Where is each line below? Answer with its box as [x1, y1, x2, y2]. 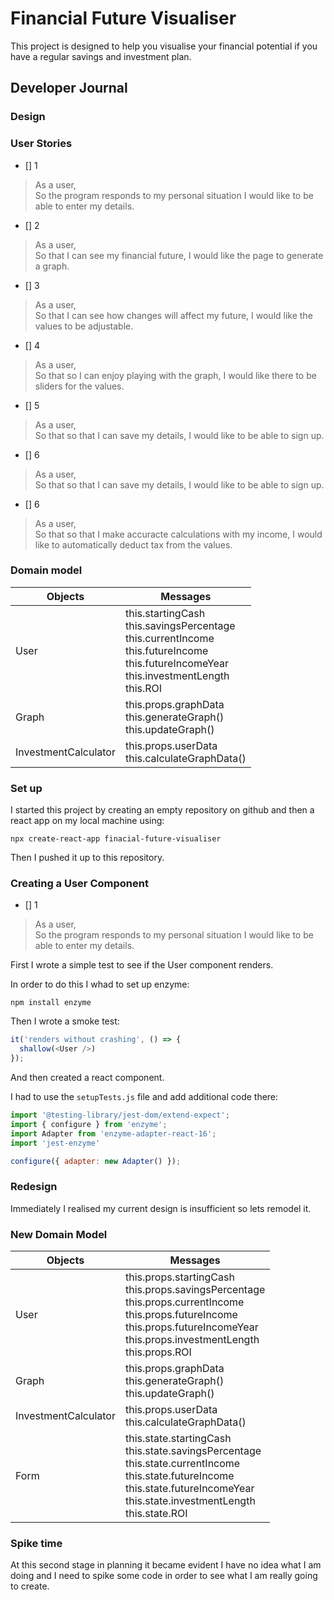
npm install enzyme [10, 998, 92, 1008]
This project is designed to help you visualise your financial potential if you [10, 40, 318, 52]
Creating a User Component [10, 877, 149, 891]
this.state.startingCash [124, 1432, 232, 1446]
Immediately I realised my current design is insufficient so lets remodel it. [10, 1202, 312, 1214]
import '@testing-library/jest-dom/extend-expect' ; [10, 1110, 230, 1121]
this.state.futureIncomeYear [124, 1482, 255, 1496]
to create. [10, 1580, 50, 1592]
